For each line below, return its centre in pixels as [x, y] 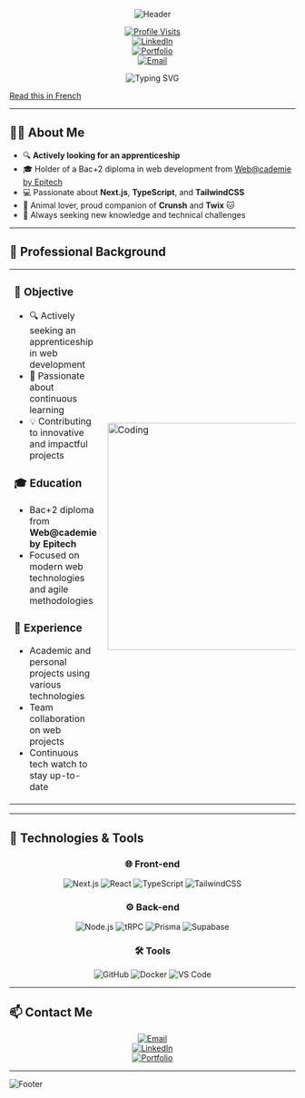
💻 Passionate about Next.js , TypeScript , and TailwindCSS [133, 192]
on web [45, 730]
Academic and [60, 651]
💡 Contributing [61, 420]
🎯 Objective [44, 292]
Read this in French [45, 96]
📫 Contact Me [51, 1013]
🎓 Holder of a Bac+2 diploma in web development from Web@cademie [157, 169]
